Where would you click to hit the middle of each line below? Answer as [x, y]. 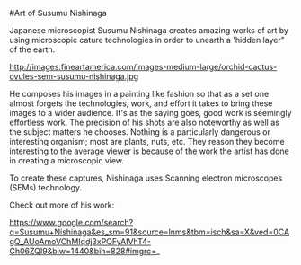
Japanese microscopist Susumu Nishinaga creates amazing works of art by [149, 30]
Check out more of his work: [62, 205]
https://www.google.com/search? [71, 222]
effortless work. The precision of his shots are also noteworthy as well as [145, 122]
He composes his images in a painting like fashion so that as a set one [139, 94]
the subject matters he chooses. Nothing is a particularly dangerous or [140, 132]
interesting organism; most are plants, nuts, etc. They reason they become [147, 141]
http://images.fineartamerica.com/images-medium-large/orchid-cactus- [143, 67]
